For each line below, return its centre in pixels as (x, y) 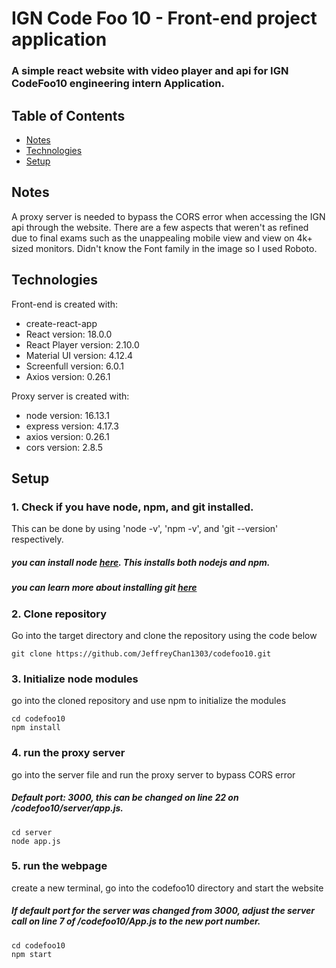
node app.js (36, 841)
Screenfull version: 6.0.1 (74, 366)
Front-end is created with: (65, 304)
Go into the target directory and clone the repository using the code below (164, 635)
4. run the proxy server (68, 753)
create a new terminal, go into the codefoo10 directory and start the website (167, 888)
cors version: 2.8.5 (64, 447)
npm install (36, 728)
